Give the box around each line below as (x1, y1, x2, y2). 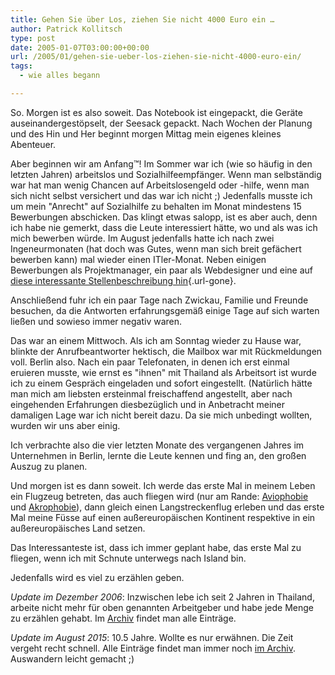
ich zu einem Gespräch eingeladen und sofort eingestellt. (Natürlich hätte (10, 377, 313, 389)
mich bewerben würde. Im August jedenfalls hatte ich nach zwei (10, 232, 275, 244)
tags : (10, 61, 33, 71)
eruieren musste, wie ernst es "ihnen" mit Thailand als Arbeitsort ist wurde (10, 366, 317, 378)
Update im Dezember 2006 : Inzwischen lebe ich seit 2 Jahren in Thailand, (10, 591, 315, 603)
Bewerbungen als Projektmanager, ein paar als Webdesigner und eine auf (10, 264, 313, 276)
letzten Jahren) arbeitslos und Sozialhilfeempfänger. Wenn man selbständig (10, 168, 322, 180)
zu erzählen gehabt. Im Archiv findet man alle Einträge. (10, 612, 237, 624)
